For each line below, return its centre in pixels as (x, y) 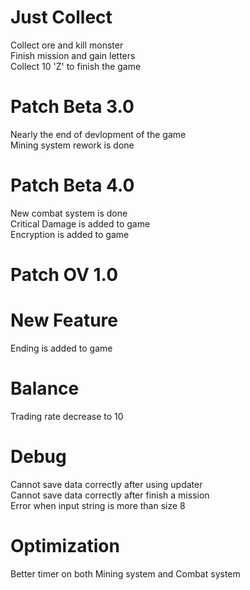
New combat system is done (69, 213)
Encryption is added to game (70, 234)
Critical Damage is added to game (80, 223)
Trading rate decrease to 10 (67, 416)
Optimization (65, 546)
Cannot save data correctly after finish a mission (110, 495)
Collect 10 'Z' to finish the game (76, 66)
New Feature (64, 320)
